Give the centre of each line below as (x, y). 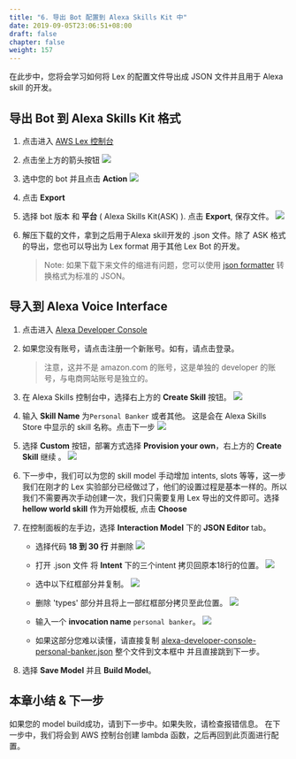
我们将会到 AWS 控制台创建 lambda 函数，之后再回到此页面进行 (155, 734)
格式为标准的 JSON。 (91, 276)
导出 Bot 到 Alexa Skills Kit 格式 (95, 118)
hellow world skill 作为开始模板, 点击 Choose (104, 509)
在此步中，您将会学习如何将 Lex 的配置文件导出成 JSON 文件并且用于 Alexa (146, 77)
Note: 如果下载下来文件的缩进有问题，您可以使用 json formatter (159, 264)
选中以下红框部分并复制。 (82, 584)
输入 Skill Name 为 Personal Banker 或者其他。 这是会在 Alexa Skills (144, 416)
